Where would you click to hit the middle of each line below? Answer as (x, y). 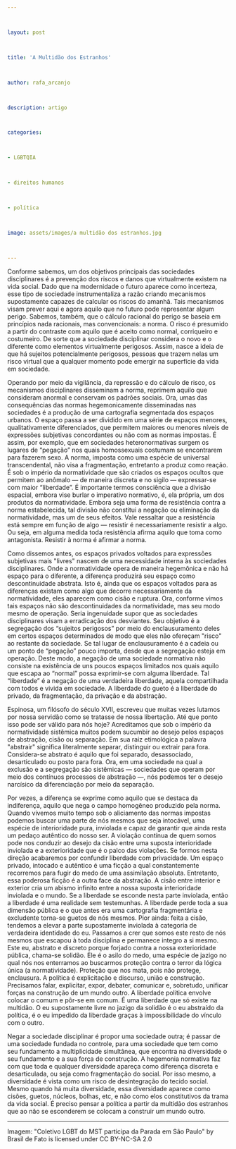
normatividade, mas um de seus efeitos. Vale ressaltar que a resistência (111, 517)
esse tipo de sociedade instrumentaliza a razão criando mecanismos (106, 294)
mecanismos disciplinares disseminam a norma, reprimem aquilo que (107, 390)
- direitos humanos (36, 183)
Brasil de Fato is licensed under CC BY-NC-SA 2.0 (80, 1138)
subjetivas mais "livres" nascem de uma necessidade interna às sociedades (117, 560)
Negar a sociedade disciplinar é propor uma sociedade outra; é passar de (114, 1036)
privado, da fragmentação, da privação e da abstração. (87, 696)
